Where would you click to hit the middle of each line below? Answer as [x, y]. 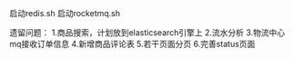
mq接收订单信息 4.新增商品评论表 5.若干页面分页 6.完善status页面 [132, 44]
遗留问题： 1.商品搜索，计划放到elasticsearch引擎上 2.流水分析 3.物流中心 [147, 33]
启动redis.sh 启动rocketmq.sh [65, 13]
